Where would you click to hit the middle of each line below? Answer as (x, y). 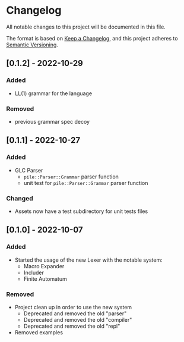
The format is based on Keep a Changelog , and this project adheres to (92, 38)
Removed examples (39, 332)
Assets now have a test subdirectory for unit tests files (81, 211)
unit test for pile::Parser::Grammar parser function (86, 183)
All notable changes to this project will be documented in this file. (86, 27)
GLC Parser (29, 170)
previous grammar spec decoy (52, 121)
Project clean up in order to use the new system (73, 307)
